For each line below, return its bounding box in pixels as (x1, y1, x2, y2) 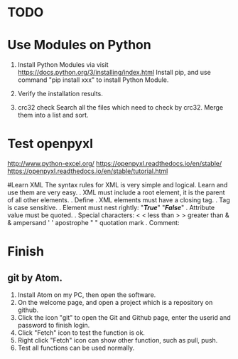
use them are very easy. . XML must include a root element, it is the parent (7, 188, 225, 197)
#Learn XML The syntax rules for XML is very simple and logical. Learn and (7, 181, 228, 189)
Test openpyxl (7, 136, 94, 152)
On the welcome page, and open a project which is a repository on (17, 298, 213, 307)
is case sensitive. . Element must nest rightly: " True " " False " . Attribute (7, 204, 215, 212)
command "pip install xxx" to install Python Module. (17, 76, 169, 84)
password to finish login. (17, 321, 90, 330)
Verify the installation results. (17, 90, 103, 98)
